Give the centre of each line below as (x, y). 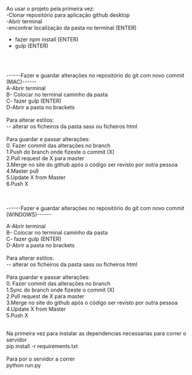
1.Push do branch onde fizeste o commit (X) (61, 152)
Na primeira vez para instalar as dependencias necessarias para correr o (96, 333)
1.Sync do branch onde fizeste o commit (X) (61, 290)
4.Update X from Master (36, 309)
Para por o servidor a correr (41, 359)
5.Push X (17, 315)
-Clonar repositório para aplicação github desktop (68, 15)
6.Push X (17, 184)
